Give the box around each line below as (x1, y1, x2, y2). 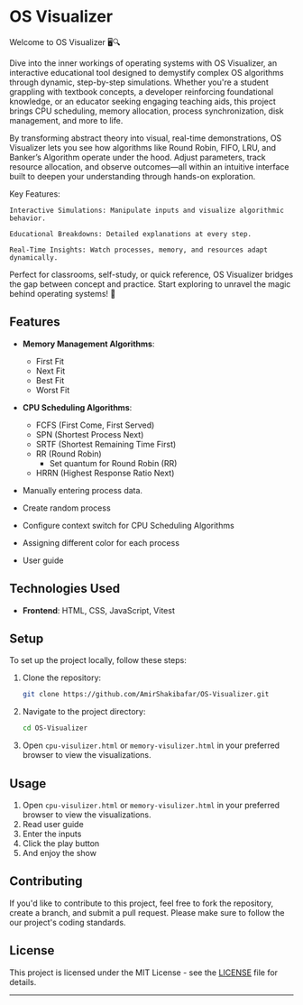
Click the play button (22, 837, 100, 849)
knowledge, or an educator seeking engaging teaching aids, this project (9, 96, 277, 106)
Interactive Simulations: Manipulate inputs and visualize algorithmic (9, 206, 284, 215)
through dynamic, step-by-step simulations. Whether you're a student (9, 77, 269, 88)
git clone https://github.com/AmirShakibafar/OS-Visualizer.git (22, 690, 270, 699)
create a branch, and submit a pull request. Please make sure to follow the (9, 907, 285, 917)
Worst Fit (35, 384, 70, 395)
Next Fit (35, 365, 66, 376)
